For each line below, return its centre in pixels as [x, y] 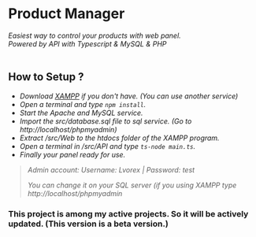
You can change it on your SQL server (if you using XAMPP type [132, 185]
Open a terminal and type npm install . [83, 104]
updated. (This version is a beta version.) [89, 224]
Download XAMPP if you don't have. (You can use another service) [129, 96]
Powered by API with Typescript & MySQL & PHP [87, 43]
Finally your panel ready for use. [72, 154]
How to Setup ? [46, 77]
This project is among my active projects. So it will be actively [128, 213]
